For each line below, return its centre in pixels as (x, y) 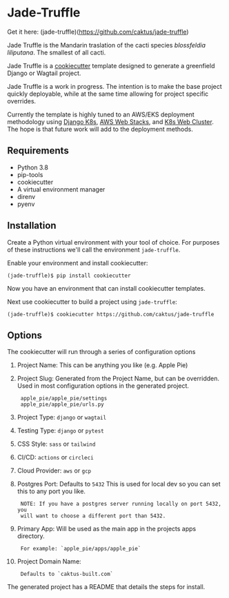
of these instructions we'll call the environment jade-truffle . (94, 249)
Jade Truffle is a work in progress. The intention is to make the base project (114, 86)
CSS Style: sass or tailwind (56, 444)
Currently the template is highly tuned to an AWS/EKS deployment (101, 114)
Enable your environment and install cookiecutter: (78, 262)
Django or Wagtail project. (44, 73)
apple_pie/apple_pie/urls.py (62, 404)
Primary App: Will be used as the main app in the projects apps (107, 529)
